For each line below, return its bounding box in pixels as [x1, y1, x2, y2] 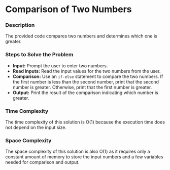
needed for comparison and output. [5, 159, 80, 165]
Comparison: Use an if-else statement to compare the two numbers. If [12, 73, 163, 79]
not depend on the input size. [5, 124, 67, 131]
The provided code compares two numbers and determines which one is [5, 33, 157, 39]
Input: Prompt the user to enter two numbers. [12, 62, 108, 69]
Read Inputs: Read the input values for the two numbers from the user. [12, 68, 161, 74]
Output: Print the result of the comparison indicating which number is [12, 90, 158, 96]
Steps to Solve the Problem [5, 51, 74, 58]
